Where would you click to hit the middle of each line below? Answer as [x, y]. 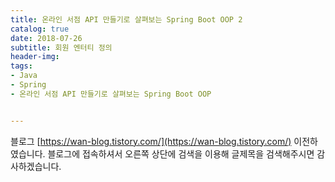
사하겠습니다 [35, 166]
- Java [24, 76]
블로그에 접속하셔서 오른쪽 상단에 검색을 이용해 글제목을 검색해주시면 [181, 153]
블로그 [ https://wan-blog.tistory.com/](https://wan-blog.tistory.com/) [151, 141]
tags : [21, 66]
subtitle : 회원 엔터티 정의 [61, 47]
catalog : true [40, 29]
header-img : [35, 57]
